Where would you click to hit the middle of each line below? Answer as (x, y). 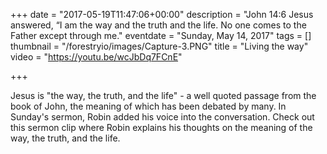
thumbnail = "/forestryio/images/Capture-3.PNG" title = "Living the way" (159, 46)
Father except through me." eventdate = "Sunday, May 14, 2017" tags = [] (161, 35)
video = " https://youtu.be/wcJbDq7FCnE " (96, 57)
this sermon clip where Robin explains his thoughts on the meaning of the (161, 127)
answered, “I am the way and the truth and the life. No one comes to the (158, 25)
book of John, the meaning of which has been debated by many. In (148, 106)
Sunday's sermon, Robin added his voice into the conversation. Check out (162, 117)
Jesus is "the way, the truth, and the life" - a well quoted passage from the (163, 95)
